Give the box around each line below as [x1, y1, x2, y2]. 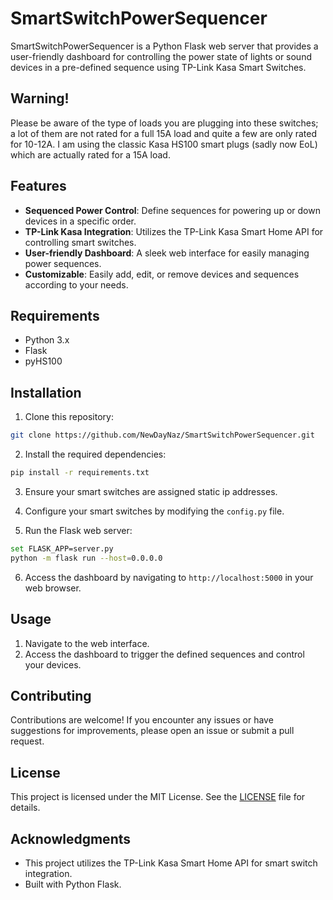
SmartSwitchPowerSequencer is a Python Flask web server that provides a [10, 40, 319, 52]
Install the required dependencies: [24, 448, 167, 461]
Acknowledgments [10, 830, 132, 847]
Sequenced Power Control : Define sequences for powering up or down [24, 204, 321, 216]
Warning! [10, 90, 70, 107]
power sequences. [24, 257, 102, 269]
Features [10, 178, 67, 195]
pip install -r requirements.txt [10, 468, 150, 478]
